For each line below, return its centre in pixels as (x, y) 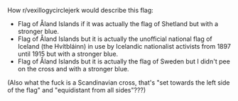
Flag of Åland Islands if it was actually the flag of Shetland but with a (118, 24)
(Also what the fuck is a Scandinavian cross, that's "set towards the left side (119, 83)
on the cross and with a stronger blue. (73, 69)
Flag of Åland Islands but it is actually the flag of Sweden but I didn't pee (124, 61)
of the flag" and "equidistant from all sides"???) (77, 90)
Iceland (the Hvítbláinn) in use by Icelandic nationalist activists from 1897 (124, 46)
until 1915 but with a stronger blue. (68, 54)
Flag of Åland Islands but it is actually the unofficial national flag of (115, 39)
